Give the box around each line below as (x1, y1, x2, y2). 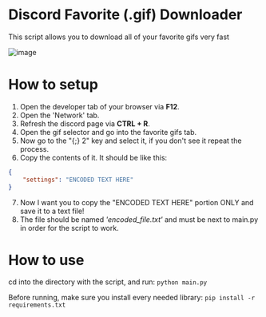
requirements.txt (8, 301, 66, 309)
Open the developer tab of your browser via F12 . (19, 101, 180, 111)
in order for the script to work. (19, 223, 119, 232)
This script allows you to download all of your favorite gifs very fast (8, 32, 230, 42)
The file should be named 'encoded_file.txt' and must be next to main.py (19, 214, 259, 224)
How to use (8, 251, 85, 269)
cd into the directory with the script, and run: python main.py (8, 277, 208, 287)
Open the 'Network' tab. (19, 110, 100, 120)
